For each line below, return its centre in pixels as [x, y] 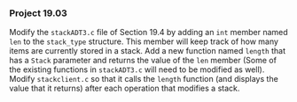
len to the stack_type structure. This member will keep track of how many [144, 41]
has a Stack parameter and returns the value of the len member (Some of [143, 61]
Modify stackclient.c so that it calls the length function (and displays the [144, 79]
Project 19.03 [39, 13]
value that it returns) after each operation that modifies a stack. [125, 88]
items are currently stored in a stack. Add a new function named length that [148, 51]
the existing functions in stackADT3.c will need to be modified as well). [137, 69]
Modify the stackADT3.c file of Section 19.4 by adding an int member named [148, 33]
